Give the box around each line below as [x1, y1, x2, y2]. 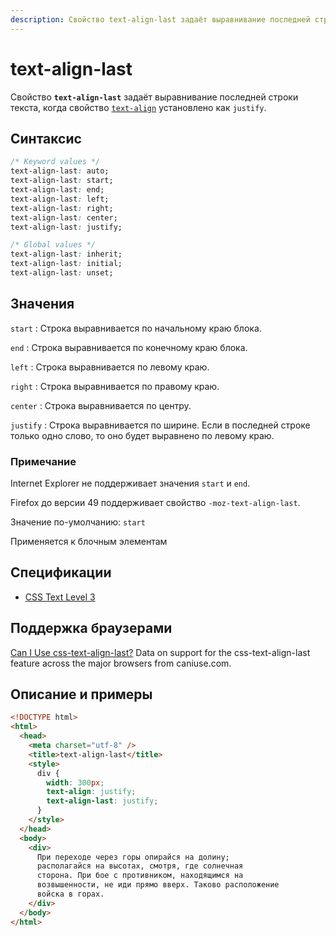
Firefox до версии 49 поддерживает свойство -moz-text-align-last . [10, 496, 301, 508]
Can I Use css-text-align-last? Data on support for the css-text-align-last [10, 646, 311, 658]
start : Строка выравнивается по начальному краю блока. [10, 322, 262, 334]
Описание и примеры [10, 686, 153, 703]
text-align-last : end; [10, 185, 105, 195]
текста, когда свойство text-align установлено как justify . [10, 101, 267, 113]
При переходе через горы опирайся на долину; [36, 852, 230, 862]
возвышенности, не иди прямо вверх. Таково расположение [36, 880, 280, 890]
